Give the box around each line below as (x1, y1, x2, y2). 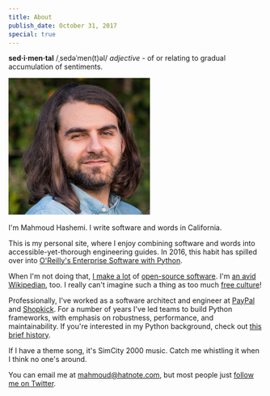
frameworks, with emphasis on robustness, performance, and (8, 313, 214, 322)
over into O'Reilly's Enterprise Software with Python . (8, 255, 184, 265)
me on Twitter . (8, 378, 57, 388)
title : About (8, 13, 53, 21)
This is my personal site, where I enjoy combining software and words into (8, 238, 256, 248)
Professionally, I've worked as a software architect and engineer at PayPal (8, 296, 255, 305)
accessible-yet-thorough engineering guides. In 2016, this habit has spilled (8, 247, 257, 257)
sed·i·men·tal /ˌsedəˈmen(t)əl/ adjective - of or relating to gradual (8, 53, 226, 63)
